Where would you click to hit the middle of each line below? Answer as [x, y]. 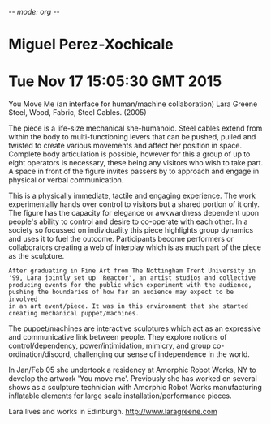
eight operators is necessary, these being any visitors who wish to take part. [136, 163]
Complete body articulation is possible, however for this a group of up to [129, 154]
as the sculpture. [37, 256]
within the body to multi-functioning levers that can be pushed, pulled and [132, 137]
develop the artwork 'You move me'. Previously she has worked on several [133, 379]
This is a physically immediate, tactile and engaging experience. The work [132, 196]
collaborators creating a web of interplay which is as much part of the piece [135, 247]
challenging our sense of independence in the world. [161, 354]
